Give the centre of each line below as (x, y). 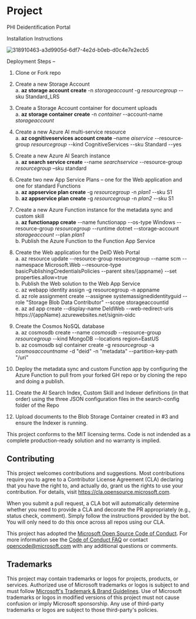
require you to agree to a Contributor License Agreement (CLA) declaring (95, 479)
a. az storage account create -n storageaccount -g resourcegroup (96, 90)
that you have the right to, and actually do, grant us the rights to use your (95, 486)
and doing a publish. (40, 381)
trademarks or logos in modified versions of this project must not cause (93, 597)
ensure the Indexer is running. (51, 423)
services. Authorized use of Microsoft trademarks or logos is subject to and (98, 585)
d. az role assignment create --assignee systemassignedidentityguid (98, 296)
